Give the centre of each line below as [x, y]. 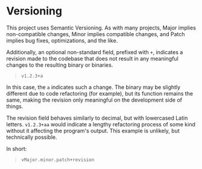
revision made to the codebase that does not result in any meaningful [93, 58]
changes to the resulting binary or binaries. [60, 65]
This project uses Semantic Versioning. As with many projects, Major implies [101, 28]
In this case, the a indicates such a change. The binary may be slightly [93, 87]
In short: [17, 149]
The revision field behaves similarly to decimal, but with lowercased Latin [97, 118]
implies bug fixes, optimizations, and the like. [62, 40]
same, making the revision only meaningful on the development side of [94, 100]
